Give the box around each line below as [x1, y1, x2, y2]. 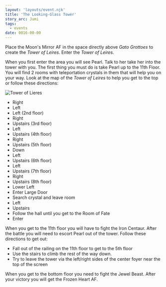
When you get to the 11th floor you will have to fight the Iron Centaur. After [5, 225, 157, 231]
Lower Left [12, 184, 35, 190]
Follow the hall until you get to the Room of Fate [12, 210, 110, 216]
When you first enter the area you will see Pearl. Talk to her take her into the [5, 59, 161, 65]
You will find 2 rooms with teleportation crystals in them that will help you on [5, 70, 162, 75]
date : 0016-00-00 [5, 30, 41, 35]
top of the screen [12, 262, 48, 267]
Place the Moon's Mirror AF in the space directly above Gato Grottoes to [5, 44, 153, 50]
